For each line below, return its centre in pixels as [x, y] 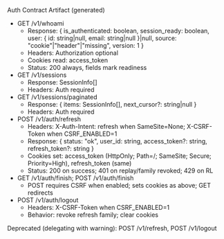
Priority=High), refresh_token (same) [80, 163]
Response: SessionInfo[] [63, 82]
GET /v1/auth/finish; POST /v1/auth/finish [75, 178]
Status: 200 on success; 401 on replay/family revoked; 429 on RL [120, 170]
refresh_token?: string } [61, 149]
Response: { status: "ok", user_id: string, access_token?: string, [117, 141]
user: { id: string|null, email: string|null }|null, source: [102, 38]
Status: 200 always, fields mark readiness [87, 68]
